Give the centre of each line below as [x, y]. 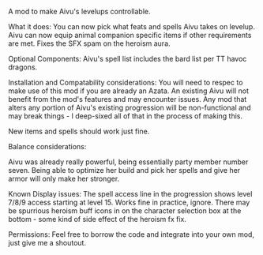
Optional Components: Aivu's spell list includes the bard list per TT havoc [128, 59]
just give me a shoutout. [47, 243]
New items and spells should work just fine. [79, 131]
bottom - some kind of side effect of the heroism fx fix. [98, 219]
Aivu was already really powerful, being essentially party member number [128, 162]
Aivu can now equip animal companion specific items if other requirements [130, 35]
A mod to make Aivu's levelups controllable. [80, 11]
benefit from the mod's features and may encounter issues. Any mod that [128, 99]
